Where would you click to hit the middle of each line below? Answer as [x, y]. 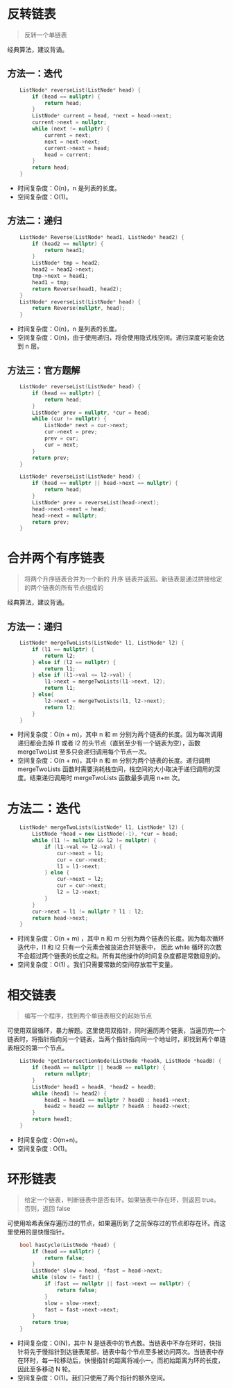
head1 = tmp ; [51, 282]
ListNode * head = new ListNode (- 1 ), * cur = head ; [105, 834]
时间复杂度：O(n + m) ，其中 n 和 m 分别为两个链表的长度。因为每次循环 [121, 939]
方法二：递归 [35, 221]
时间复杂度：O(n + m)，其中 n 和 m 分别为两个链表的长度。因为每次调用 [120, 734]
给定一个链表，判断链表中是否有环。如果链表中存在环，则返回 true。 [122, 1200]
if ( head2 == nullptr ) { [68, 244]
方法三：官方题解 [44, 370]
